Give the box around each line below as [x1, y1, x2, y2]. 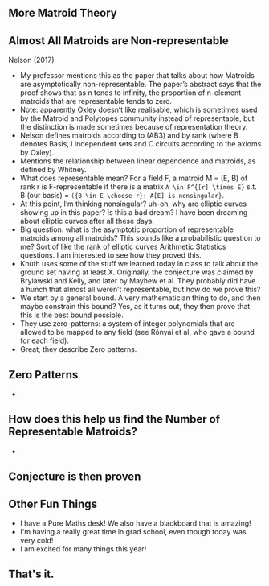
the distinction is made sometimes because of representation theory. [19, 122, 248, 132]
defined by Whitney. [19, 165, 87, 175]
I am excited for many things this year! [19, 544, 147, 554]
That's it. [8, 567, 55, 581]
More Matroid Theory [8, 6, 118, 20]
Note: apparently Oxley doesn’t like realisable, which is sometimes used [19, 105, 258, 115]
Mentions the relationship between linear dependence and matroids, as [19, 156, 256, 166]
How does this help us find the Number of [8, 412, 221, 426]
